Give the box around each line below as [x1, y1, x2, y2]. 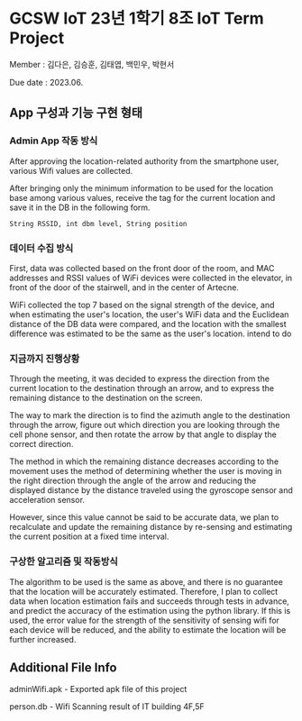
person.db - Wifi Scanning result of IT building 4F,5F [9, 701, 205, 712]
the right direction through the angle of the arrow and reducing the [9, 475, 257, 487]
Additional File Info [9, 660, 117, 675]
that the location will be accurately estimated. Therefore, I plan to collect [9, 586, 279, 597]
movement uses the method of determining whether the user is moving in [9, 466, 282, 477]
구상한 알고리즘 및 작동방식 [9, 555, 119, 568]
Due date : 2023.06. [9, 77, 84, 87]
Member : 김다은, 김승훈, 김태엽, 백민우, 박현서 [9, 59, 175, 69]
